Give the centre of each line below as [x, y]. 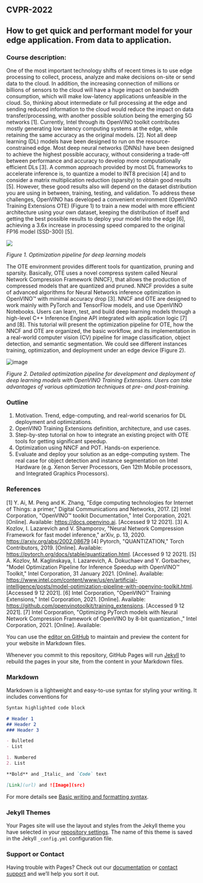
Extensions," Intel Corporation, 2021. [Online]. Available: [76, 599]
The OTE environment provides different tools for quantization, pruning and [100, 267]
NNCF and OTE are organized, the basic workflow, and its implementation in [101, 331]
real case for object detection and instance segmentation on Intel [96, 461]
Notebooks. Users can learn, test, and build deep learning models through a [101, 312]
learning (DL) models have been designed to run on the [75, 141]
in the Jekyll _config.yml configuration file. [60, 839]
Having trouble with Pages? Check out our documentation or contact [92, 867]
